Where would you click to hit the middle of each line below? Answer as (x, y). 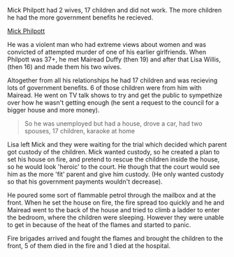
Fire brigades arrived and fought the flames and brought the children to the (115, 238)
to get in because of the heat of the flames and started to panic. (99, 225)
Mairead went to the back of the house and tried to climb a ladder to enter (114, 210)
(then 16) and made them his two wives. (65, 67)
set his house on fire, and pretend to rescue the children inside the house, (114, 159)
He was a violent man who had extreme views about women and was (107, 44)
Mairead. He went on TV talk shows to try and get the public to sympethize (115, 95)
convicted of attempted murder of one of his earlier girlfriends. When (107, 52)
